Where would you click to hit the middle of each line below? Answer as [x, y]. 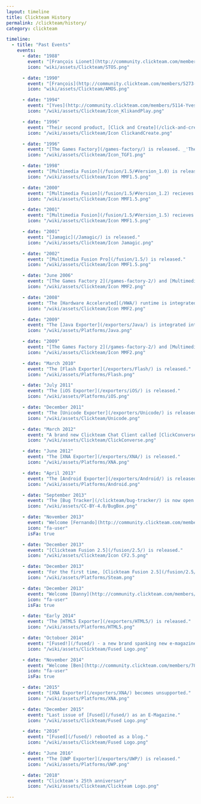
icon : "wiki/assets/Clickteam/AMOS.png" [79, 89]
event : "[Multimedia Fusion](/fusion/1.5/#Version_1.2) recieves [111, 193]
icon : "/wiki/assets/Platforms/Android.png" [84, 484]
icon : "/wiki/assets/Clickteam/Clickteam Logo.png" [94, 786]
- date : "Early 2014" [49, 616]
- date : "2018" [41, 775]
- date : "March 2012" [49, 429]
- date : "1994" [41, 100]
